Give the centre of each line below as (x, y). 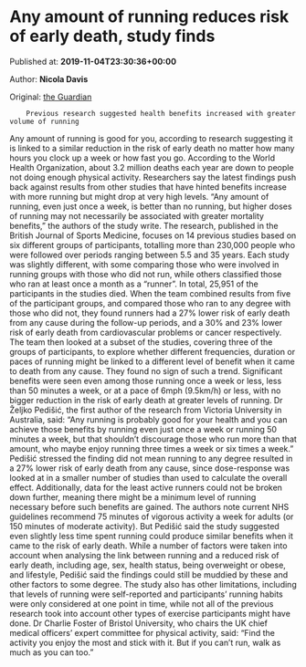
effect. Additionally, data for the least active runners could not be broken (146, 487)
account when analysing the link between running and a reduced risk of (145, 555)
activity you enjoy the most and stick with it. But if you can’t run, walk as (145, 642)
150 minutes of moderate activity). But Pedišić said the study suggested (145, 526)
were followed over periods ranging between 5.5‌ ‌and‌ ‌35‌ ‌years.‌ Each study (149, 255)
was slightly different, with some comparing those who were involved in (144, 264)
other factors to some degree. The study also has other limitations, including (153, 584)
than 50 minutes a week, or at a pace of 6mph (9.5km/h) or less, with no (145, 391)
